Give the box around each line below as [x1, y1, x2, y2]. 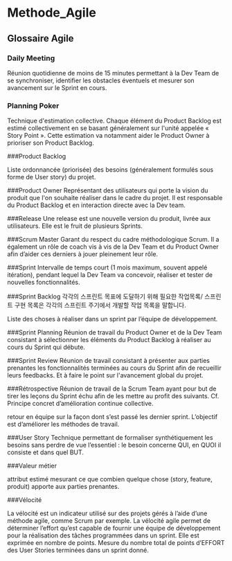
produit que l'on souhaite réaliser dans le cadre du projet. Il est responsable [7, 194, 223, 202]
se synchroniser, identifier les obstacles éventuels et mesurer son [7, 76, 195, 84]
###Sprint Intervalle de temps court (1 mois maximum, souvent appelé [7, 263, 208, 271]
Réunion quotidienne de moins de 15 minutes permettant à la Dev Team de [7, 69, 220, 77]
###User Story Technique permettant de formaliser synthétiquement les [7, 434, 213, 442]
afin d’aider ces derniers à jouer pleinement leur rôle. [7, 250, 158, 258]
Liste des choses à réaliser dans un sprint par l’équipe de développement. [7, 315, 218, 323]
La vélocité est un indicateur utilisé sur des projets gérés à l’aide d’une [7, 509, 208, 517]
